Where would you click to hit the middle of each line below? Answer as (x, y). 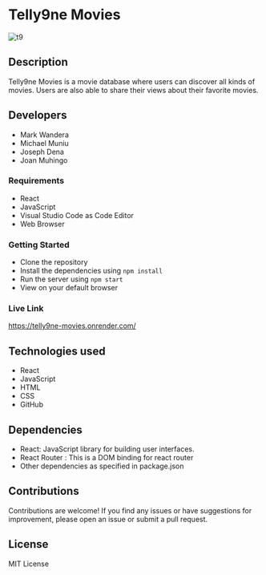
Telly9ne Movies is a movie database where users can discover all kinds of (132, 81)
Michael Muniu (44, 143)
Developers (38, 115)
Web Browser (42, 224)
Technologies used (57, 351)
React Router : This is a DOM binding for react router (107, 458)
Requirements (36, 180)
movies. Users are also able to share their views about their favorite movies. (133, 90)
